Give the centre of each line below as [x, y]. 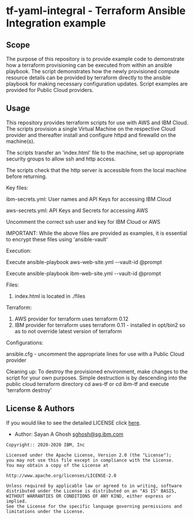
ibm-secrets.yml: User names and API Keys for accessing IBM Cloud [89, 199]
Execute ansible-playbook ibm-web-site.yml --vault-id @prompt [84, 273]
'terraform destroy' [29, 390]
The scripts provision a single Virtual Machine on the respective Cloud [91, 129]
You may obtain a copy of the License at [57, 465]
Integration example [56, 23]
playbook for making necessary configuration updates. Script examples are [97, 84]
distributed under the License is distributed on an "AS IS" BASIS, [91, 491]
